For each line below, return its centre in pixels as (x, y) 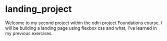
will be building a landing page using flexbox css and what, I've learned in (81, 28)
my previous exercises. (29, 33)
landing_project (38, 9)
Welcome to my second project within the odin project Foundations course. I (84, 23)
